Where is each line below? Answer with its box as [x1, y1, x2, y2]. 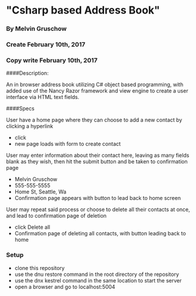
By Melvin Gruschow [6, 25, 67, 33]
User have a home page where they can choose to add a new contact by [6, 116, 182, 124]
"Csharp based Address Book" [6, 4, 160, 17]
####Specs [6, 105, 35, 112]
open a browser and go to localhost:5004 [14, 283, 116, 290]
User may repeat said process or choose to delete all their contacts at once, [6, 206, 190, 213]
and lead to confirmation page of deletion [6, 212, 107, 219]
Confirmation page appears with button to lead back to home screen [14, 195, 181, 202]
